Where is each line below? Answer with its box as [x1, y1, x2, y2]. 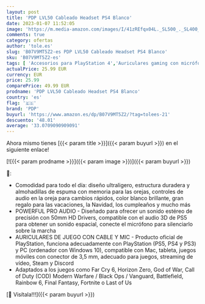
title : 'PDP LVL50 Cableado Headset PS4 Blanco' [6, 15, 132, 21]
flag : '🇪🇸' [6, 100, 37, 106]
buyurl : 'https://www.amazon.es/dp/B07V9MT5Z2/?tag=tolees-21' [6, 111, 171, 117]
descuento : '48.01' [6, 117, 56, 123]
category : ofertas [6, 37, 53, 43]
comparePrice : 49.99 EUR [6, 83, 70, 89]
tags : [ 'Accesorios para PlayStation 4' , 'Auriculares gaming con [6, 60, 179, 66]
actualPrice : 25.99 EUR [6, 65, 67, 72]
